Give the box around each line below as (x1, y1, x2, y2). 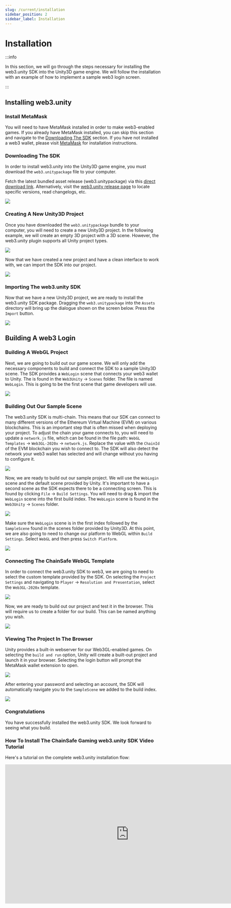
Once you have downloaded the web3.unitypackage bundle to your (5, 222, 140, 228)
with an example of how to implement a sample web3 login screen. (5, 74, 141, 80)
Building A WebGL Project (5, 349, 68, 356)
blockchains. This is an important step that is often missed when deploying (5, 424, 157, 430)
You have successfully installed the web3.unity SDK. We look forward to (5, 719, 152, 725)
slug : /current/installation (5, 7, 65, 12)
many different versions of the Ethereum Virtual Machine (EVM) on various (5, 419, 157, 425)
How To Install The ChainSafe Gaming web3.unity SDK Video (5, 737, 154, 744)
